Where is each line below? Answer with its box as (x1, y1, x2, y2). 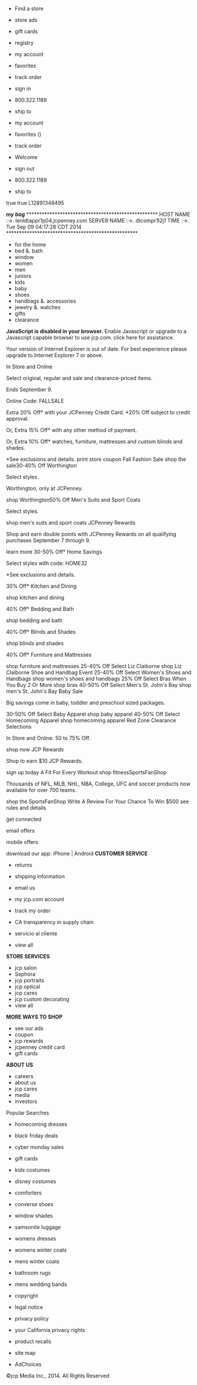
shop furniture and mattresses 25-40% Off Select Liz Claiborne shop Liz (6, 663, 182, 669)
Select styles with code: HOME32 (6, 560, 88, 567)
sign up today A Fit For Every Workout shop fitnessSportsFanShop (6, 769, 166, 775)
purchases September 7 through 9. (6, 537, 91, 543)
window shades (14, 1212, 53, 1219)
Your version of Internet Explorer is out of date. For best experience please (6, 345, 187, 352)
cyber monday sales (14, 1144, 64, 1150)
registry (14, 40, 34, 46)
